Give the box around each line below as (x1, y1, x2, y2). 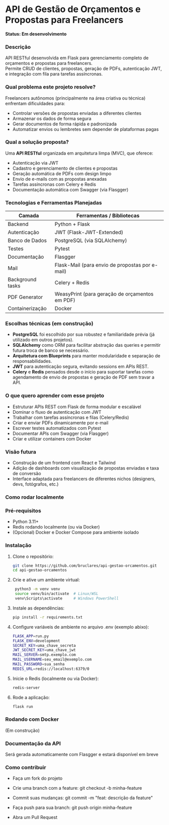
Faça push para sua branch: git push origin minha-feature (12, 804, 132, 811)
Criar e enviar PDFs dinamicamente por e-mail (12, 419, 109, 426)
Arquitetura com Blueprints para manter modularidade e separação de (12, 353, 160, 359)
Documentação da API (5, 740, 61, 747)
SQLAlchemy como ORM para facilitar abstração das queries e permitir (12, 342, 161, 348)
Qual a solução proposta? (5, 138, 69, 145)
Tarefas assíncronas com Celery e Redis (12, 181, 97, 187)
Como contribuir (5, 764, 46, 771)
